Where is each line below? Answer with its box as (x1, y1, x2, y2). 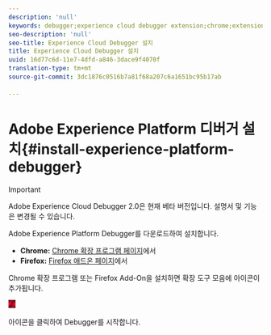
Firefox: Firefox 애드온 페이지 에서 (19, 256, 128, 265)
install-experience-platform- (37, 140, 235, 158)
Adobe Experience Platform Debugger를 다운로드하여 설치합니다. (8, 228, 219, 238)
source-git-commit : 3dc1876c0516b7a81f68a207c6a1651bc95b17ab (8, 73, 222, 81)
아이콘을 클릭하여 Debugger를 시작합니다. (8, 316, 141, 327)
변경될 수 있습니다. (16, 211, 75, 221)
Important (8, 184, 41, 194)
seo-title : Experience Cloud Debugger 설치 (8, 39, 153, 47)
